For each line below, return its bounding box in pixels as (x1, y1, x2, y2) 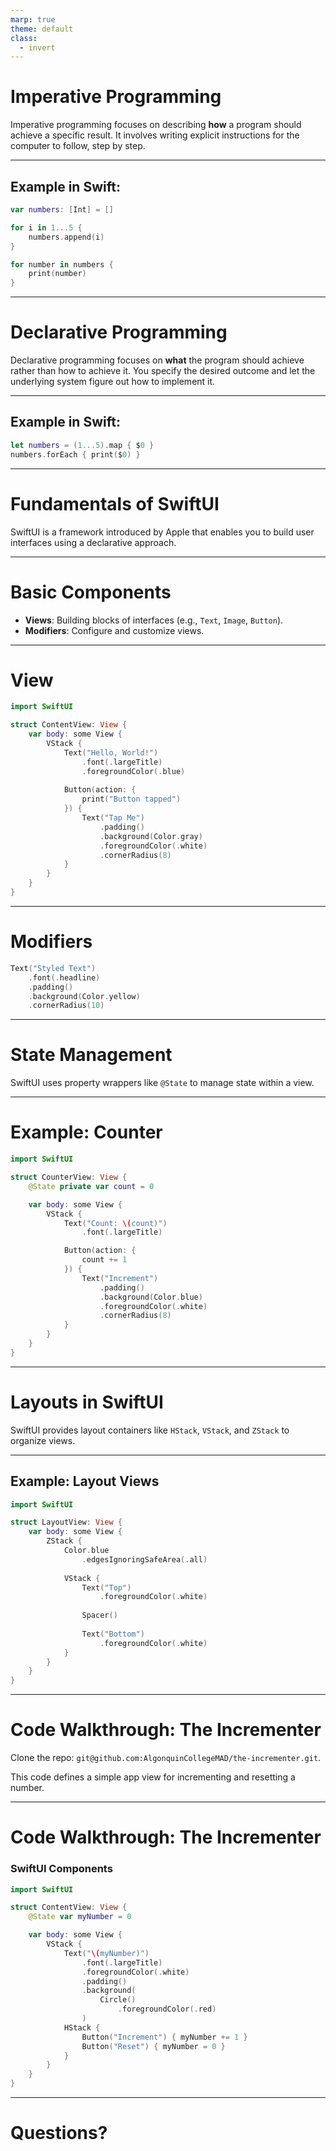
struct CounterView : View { (10, 1172, 128, 1182)
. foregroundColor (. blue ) (81, 766, 186, 776)
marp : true (10, 14, 56, 25)
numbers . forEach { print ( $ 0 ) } (10, 449, 141, 460)
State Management (10, 1044, 173, 1066)
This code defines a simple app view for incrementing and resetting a (10, 1771, 296, 1783)
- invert (19, 42, 56, 53)
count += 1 (81, 1255, 128, 1265)
